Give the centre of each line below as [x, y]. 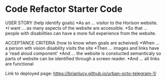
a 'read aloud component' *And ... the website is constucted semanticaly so [83, 53]
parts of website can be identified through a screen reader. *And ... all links [83, 58]
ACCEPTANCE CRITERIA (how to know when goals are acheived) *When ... [83, 42]
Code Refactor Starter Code [64, 9]
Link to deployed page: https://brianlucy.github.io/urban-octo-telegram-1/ [81, 73]
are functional [19, 64]
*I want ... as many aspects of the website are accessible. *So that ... [77, 28]
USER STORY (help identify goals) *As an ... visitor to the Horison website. [82, 23]
